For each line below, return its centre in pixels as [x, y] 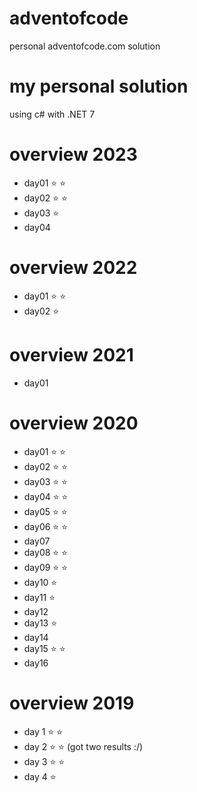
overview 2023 [73, 154]
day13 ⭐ [40, 623]
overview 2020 [74, 423]
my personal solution [99, 86]
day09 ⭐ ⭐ [46, 567]
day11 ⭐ [39, 597]
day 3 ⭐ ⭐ [44, 761]
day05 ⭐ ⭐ [45, 511]
